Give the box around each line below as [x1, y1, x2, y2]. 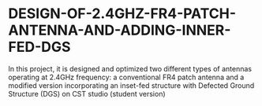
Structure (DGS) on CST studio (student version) [8, 89, 166, 98]
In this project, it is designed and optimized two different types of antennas [8, 64, 253, 73]
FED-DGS [8, 38, 71, 56]
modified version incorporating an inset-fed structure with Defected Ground [8, 80, 255, 90]
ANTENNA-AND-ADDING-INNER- [8, 21, 231, 39]
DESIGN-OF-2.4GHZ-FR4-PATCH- [8, 5, 237, 23]
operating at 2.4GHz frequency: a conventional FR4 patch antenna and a [8, 72, 245, 82]
